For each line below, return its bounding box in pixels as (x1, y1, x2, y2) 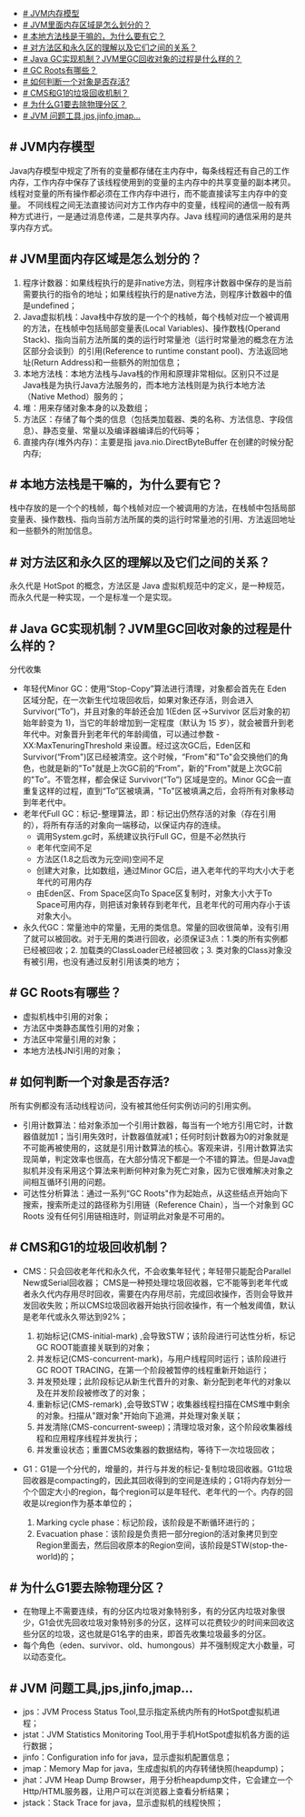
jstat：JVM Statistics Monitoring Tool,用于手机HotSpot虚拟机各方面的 (22, 1729, 282, 1740)
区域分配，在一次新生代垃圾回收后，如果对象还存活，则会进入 (22, 695, 254, 706)
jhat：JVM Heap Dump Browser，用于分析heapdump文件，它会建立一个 (22, 1774, 293, 1785)
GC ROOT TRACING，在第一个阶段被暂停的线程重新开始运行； (35, 1364, 270, 1375)
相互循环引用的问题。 (30, 1176, 111, 1187)
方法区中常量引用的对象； (22, 1033, 119, 1044)
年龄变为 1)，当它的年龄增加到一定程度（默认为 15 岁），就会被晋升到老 (30, 718, 295, 728)
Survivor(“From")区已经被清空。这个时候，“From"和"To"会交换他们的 (22, 751, 280, 762)
